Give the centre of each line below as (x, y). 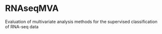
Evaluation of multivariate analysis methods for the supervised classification (81, 22)
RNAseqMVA (32, 8)
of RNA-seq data (22, 26)
